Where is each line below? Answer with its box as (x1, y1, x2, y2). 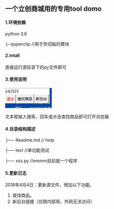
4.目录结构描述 (5, 125, 36, 132)
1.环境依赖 (5, 19, 26, 25)
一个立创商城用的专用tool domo (5, 4, 102, 13)
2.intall (5, 52, 20, 58)
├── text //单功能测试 (5, 147, 49, 153)
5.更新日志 (5, 170, 27, 176)
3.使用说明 (5, 76, 27, 83)
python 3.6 (5, 31, 27, 37)
